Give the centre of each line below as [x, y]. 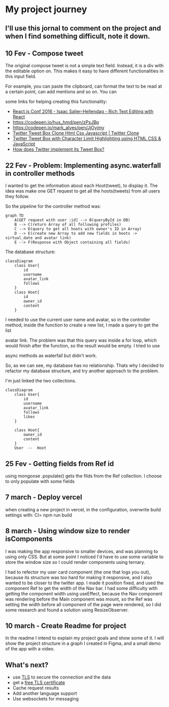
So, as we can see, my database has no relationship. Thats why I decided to [84, 366]
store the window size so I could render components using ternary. [75, 562]
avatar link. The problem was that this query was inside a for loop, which [81, 340]
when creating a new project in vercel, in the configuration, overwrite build [83, 509]
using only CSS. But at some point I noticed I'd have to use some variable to [84, 557]
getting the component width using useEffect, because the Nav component [84, 593]
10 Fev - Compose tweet [44, 53]
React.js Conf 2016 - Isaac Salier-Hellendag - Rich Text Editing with [83, 112]
